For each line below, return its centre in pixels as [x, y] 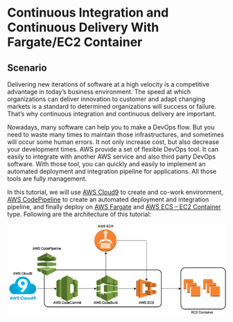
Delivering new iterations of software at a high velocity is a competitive [109, 84]
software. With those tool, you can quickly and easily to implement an [106, 164]
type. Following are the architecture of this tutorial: [79, 214]
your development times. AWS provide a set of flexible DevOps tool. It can [113, 149]
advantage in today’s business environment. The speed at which [99, 92]
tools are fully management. [47, 179]
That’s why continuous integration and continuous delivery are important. [112, 114]
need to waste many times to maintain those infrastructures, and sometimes [115, 134]
